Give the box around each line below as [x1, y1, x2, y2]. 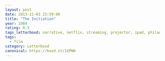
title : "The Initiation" [5, 16, 56, 21]
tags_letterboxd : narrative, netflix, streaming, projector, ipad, [5, 30, 146, 35]
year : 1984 [5, 21, 27, 26]
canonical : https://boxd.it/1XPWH [5, 48, 76, 53]
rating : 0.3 [5, 26, 29, 30]
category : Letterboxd [5, 44, 50, 49]
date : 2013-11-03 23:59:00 [5, 12, 60, 17]
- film [9, 39, 23, 44]
